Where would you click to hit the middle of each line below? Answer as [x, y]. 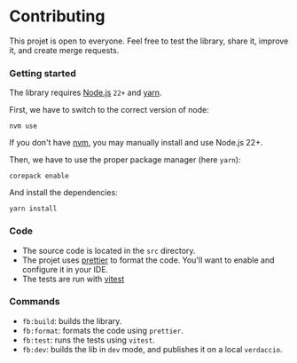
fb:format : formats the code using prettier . [102, 330]
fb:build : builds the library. [72, 320]
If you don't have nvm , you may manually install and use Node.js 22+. [136, 143]
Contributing [57, 16]
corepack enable [39, 176]
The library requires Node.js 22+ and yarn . [86, 93]
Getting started [43, 73]
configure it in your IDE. [65, 269]
